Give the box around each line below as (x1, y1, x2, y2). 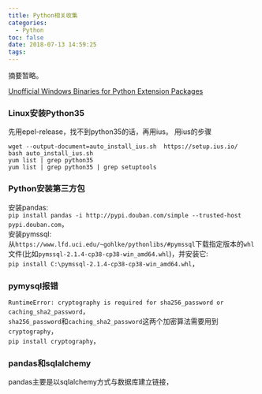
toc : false (8, 33, 44, 42)
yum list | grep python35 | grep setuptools (8, 163, 157, 172)
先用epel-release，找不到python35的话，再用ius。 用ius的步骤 (8, 127, 211, 136)
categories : (8, 19, 47, 27)
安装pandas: (8, 203, 49, 212)
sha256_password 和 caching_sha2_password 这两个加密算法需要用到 (8, 316, 219, 325)
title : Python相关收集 (8, 11, 78, 20)
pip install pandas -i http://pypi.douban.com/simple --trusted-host (8, 211, 242, 219)
